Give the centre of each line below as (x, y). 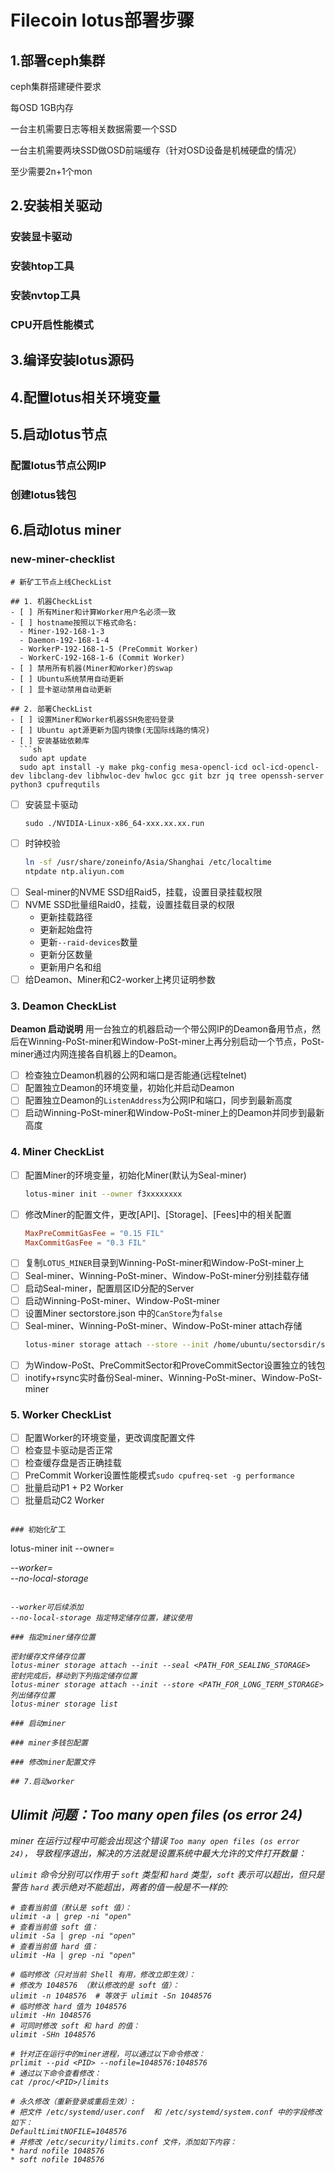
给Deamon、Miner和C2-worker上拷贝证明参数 (120, 979)
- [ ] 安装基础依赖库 (50, 741)
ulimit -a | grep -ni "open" (71, 1917)
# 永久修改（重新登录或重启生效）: (73, 2102)
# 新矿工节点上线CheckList (61, 582)
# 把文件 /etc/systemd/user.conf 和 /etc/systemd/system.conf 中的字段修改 (166, 2112)
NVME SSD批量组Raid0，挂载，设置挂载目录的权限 (129, 904)
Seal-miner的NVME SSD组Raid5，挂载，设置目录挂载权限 (143, 892)
